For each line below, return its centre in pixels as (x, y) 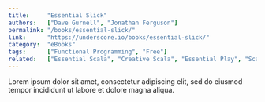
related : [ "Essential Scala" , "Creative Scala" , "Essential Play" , (125, 60)
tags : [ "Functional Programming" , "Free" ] (88, 52)
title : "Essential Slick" (58, 15)
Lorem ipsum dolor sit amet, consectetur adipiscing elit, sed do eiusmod (125, 81)
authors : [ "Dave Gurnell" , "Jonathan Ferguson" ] (93, 23)
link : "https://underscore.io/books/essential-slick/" (109, 37)
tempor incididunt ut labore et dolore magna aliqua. (91, 89)
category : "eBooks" (42, 45)
